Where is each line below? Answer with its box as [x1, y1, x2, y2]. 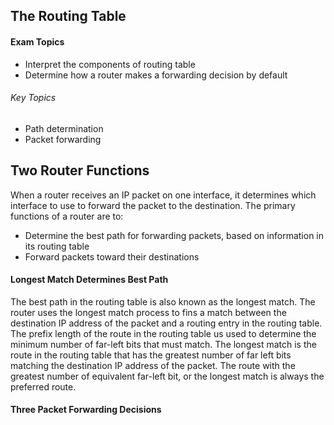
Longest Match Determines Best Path [10, 274, 169, 286]
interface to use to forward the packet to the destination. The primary [10, 199, 296, 211]
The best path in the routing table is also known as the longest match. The [10, 295, 316, 308]
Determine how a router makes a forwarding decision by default [24, 69, 288, 81]
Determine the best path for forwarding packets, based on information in [24, 229, 325, 241]
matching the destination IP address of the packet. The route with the [10, 359, 296, 371]
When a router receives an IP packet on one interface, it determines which [10, 189, 317, 201]
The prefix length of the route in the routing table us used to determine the [10, 327, 317, 339]
